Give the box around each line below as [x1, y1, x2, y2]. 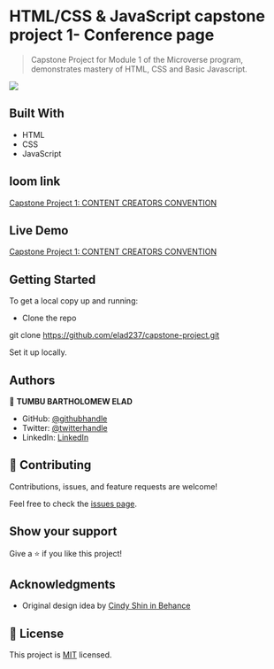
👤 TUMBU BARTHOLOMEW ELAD [9, 396, 133, 406]
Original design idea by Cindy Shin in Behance [21, 600, 191, 611]
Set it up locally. [9, 347, 68, 358]
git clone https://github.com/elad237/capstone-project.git [9, 330, 220, 341]
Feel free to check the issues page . [9, 498, 137, 509]
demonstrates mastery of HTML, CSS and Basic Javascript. [30, 64, 247, 74]
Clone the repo [21, 312, 77, 324]
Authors [9, 373, 56, 388]
